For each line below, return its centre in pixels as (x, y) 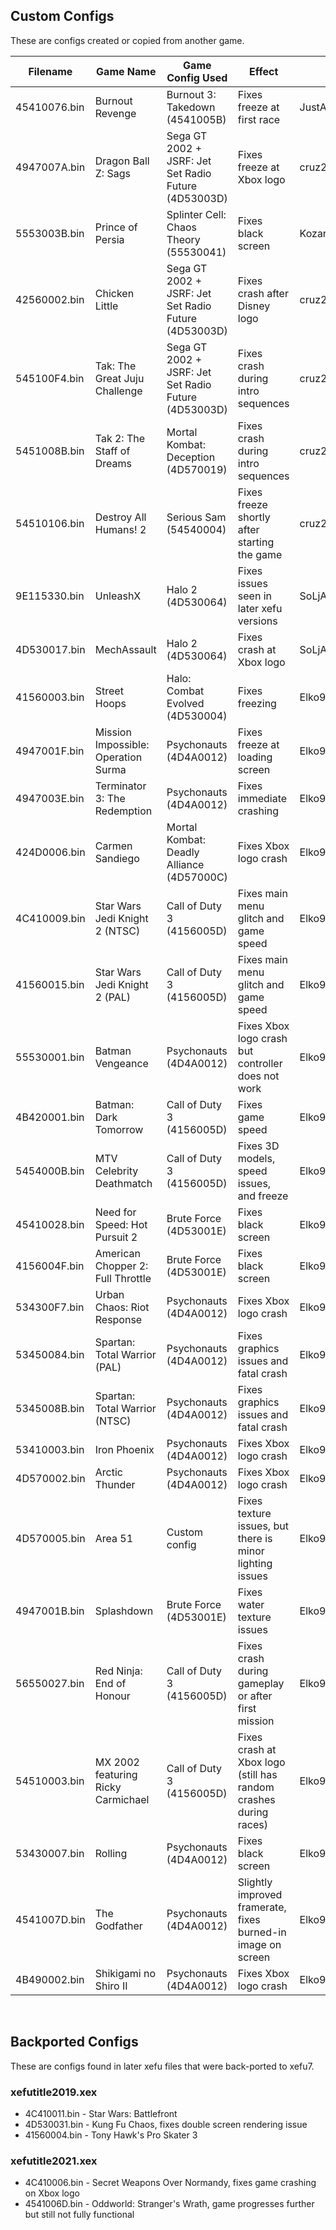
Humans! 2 (120, 529)
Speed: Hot (121, 1224)
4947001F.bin (50, 751)
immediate (262, 798)
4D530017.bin (50, 649)
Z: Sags (112, 173)
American (117, 1253)
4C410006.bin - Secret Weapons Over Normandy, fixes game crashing (170, 2183)
